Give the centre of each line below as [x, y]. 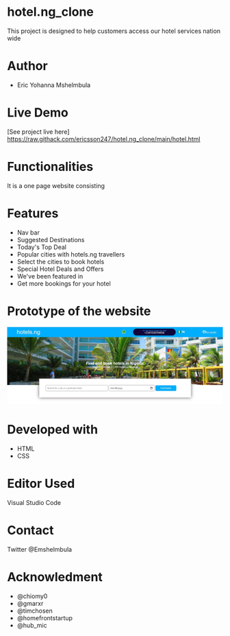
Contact [30, 531]
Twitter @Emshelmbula [40, 550]
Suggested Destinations [51, 239]
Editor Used [41, 484]
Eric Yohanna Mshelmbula [54, 85]
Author [27, 66]
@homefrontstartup [45, 617]
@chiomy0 [32, 596]
